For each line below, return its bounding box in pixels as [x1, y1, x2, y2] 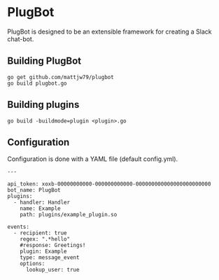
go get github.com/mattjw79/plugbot [7, 73, 114, 80]
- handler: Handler [13, 199, 71, 206]
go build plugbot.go [7, 80, 68, 87]
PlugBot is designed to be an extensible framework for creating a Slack [7, 27, 212, 36]
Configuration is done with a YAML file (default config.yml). [7, 155, 178, 163]
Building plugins [7, 99, 80, 111]
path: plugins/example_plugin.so [20, 211, 118, 218]
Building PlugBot [7, 55, 82, 67]
